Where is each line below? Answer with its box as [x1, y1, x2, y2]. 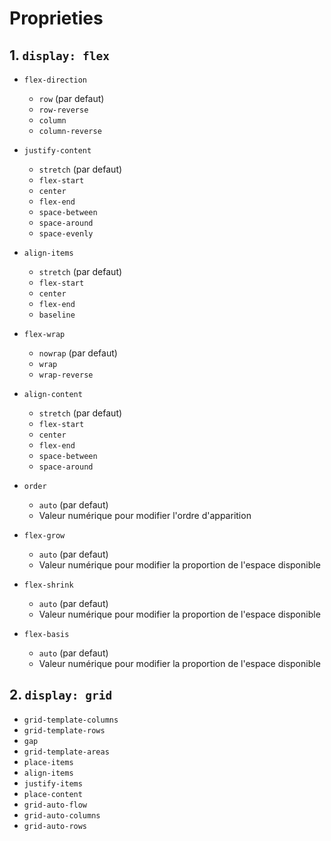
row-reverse [38, 105, 89, 115]
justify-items [23, 778, 83, 789]
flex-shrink [23, 580, 74, 590]
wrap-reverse [38, 370, 94, 380]
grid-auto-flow [23, 800, 88, 810]
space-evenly [38, 229, 94, 239]
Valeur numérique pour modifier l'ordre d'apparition [38, 510, 252, 521]
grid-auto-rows [23, 821, 88, 831]
